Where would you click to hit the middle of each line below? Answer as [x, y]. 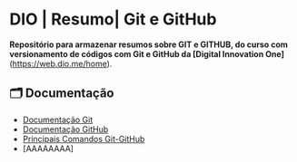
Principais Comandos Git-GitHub [84, 138]
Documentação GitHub [65, 129]
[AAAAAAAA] [48, 148]
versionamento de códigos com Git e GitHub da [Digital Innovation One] [147, 53]
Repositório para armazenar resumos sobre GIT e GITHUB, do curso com [149, 44]
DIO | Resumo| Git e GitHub [113, 19]
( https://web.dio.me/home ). [61, 63]
